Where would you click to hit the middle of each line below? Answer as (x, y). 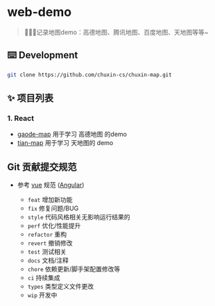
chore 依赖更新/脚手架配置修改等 (74, 269)
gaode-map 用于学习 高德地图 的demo (72, 134)
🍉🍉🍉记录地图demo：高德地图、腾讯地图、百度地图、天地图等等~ (117, 32)
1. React (21, 118)
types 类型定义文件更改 (61, 287)
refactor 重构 (47, 235)
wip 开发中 (42, 295)
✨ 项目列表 (31, 98)
